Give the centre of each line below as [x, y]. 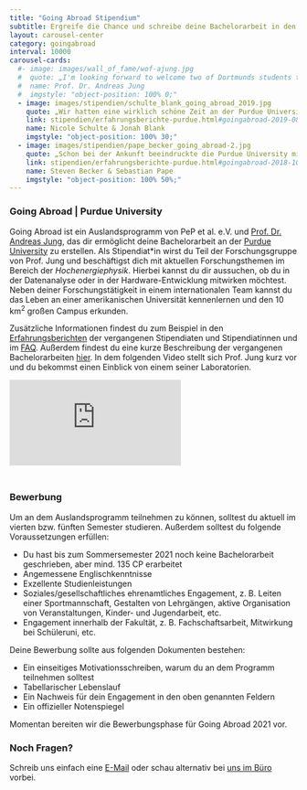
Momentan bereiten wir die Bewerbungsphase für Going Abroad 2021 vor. [148, 724]
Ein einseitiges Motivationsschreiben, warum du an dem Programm [149, 667]
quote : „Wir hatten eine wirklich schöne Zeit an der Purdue [144, 112]
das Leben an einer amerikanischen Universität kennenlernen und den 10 [147, 299]
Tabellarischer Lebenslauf [72, 687]
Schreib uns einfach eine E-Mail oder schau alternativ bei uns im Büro [141, 767]
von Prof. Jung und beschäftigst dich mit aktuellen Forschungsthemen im [147, 261]
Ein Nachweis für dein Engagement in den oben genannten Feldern [149, 697]
